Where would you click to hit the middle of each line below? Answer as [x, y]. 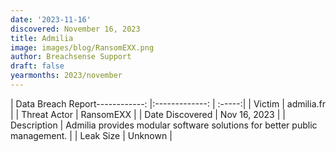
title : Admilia [42, 38]
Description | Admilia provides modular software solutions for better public [164, 125]
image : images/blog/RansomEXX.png [82, 47]
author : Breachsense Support [71, 57]
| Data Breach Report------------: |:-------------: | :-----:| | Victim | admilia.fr [168, 103]
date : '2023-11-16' [51, 19]
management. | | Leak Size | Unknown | [91, 135]
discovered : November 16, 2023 [75, 29]
